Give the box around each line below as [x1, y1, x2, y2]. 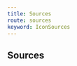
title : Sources [7, 10, 52, 18]
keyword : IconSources [7, 23, 71, 30]
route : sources [7, 17, 52, 24]
